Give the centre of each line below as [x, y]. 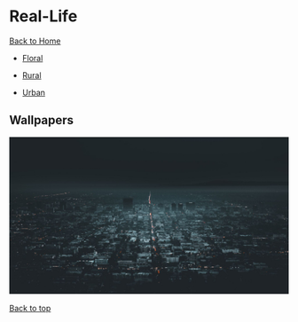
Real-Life [43, 16]
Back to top [30, 309]
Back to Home [35, 41]
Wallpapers [41, 120]
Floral [32, 58]
